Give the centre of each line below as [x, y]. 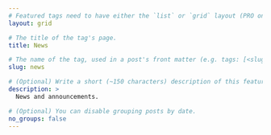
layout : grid [30, 23]
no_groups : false [38, 119]
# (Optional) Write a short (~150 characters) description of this [124, 82]
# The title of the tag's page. [63, 38]
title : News [28, 45]
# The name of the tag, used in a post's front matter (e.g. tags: [124, 60]
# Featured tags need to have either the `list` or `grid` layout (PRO [131, 16]
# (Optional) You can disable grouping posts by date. [102, 111]
